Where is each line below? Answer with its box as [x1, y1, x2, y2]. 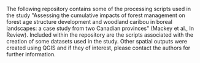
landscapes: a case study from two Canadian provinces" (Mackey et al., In [6, 24, 194, 32]
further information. [6, 51, 56, 57]
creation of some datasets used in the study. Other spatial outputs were [6, 38, 188, 45]
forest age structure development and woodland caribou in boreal [6, 18, 173, 25]
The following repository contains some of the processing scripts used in [6, 6, 191, 12]
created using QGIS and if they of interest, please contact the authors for [6, 44, 191, 51]
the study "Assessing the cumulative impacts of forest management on [6, 12, 185, 19]
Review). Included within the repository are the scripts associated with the [6, 31, 194, 39]
